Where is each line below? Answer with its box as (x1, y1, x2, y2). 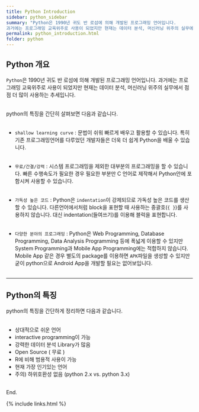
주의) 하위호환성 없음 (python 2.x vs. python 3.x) (14, 371, 130, 378)
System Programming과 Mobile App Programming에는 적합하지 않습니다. (14, 244, 188, 252)
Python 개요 (6, 60, 50, 70)
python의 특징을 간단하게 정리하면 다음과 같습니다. (6, 307, 123, 314)
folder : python (6, 36, 44, 42)
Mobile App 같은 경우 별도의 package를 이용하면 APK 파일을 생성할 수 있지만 (14, 252, 191, 259)
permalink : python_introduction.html (6, 31, 99, 37)
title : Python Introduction (6, 8, 76, 15)
